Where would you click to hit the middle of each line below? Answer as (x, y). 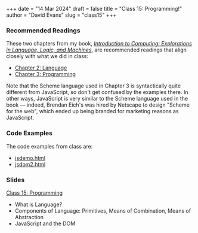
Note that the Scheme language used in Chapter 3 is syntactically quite (93, 86)
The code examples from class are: (49, 146)
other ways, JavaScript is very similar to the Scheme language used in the (97, 99)
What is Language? (38, 204)
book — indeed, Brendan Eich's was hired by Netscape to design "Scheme (98, 105)
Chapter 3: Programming (45, 74)
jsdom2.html (30, 164)
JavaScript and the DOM (45, 223)
